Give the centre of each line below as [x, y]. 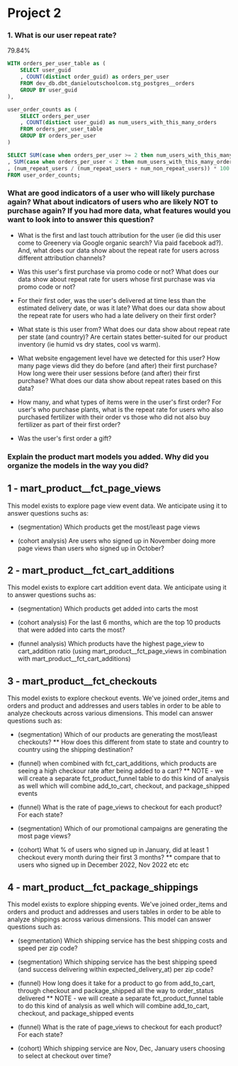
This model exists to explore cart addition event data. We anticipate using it [117, 587]
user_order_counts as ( [42, 109]
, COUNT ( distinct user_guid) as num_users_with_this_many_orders [119, 123]
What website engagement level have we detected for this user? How [119, 358]
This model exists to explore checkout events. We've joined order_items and [118, 698]
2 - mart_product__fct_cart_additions [91, 570]
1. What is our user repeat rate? [62, 35]
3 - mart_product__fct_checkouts [82, 681]
